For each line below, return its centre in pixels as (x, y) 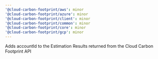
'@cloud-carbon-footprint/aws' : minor (44, 10)
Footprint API (18, 51)
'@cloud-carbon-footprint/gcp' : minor (44, 32)
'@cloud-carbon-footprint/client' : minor (48, 19)
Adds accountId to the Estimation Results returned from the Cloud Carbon (79, 46)
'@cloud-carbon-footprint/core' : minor (46, 28)
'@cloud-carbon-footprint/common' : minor (48, 23)
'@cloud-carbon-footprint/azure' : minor (47, 14)
